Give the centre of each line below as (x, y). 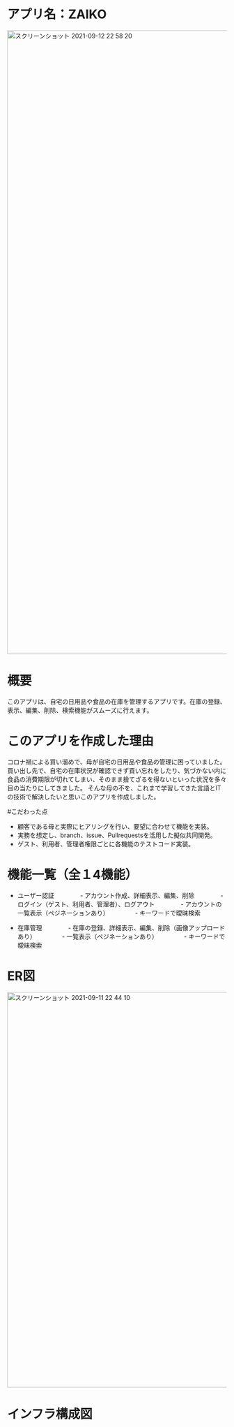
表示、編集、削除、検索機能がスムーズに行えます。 (80, 710)
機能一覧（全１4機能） (72, 875)
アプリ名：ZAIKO (57, 14)
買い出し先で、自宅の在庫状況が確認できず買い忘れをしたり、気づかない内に (117, 770)
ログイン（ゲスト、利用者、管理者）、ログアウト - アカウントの (119, 904)
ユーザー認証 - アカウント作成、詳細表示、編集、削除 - (120, 895)
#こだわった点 (28, 811)
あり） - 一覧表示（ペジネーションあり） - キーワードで (121, 936)
